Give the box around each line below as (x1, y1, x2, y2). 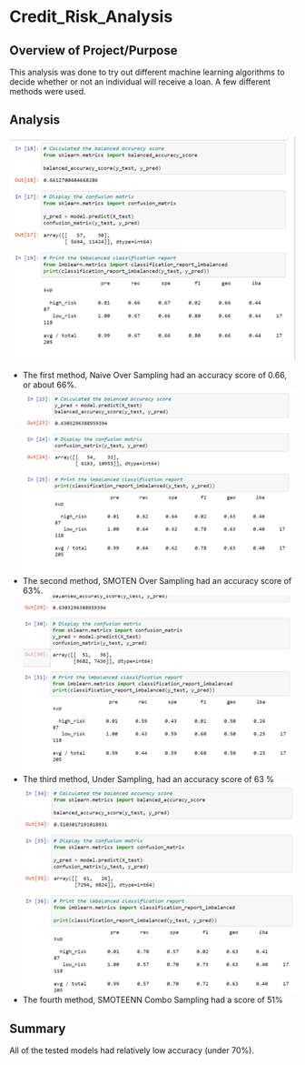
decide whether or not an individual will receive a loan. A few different (9, 76, 271, 87)
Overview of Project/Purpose (9, 43, 179, 58)
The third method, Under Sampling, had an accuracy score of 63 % (22, 773, 275, 784)
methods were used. (9, 86, 86, 96)
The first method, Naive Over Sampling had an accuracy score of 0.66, (22, 370, 288, 381)
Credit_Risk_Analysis (9, 6, 173, 27)
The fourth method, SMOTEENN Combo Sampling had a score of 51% (22, 994, 283, 1006)
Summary (9, 1020, 66, 1036)
